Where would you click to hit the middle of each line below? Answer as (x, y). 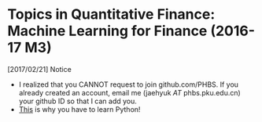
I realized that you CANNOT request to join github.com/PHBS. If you (129, 84)
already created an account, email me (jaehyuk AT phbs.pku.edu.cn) (129, 92)
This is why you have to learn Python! (79, 109)
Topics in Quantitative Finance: (111, 14)
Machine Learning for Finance (107, 31)
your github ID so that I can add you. (77, 101)
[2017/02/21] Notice (39, 69)
